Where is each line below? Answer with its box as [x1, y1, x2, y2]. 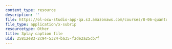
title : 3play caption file [5, 31, 63, 36]
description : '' [5, 12, 40, 17]
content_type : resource [5, 7, 56, 13]
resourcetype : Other [5, 27, 50, 32]
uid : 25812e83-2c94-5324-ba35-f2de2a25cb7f [5, 36, 100, 41]
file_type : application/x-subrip [5, 21, 77, 27]
